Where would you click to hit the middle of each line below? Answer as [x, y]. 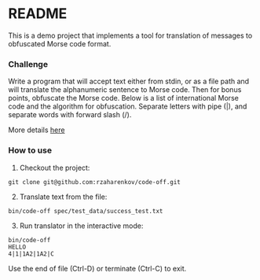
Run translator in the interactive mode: [81, 226]
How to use [30, 150]
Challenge [28, 64]
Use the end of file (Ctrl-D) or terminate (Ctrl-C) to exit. [97, 268]
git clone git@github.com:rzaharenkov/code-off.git [94, 182]
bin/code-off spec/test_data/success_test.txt [86, 211]
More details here [37, 130]
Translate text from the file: [63, 197]
